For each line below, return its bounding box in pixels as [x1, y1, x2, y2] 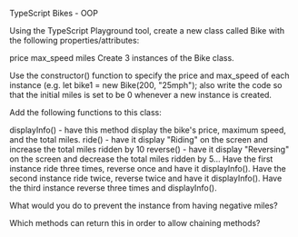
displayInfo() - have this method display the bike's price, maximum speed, [9, 124, 286, 135]
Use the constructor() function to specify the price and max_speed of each [9, 70, 290, 81]
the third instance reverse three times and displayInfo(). [9, 183, 218, 193]
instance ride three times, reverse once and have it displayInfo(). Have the [9, 163, 286, 173]
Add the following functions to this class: [9, 107, 162, 117]
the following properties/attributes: [9, 35, 140, 45]
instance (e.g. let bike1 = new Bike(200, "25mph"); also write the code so [9, 80, 283, 90]
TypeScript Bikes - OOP [9, 8, 98, 18]
